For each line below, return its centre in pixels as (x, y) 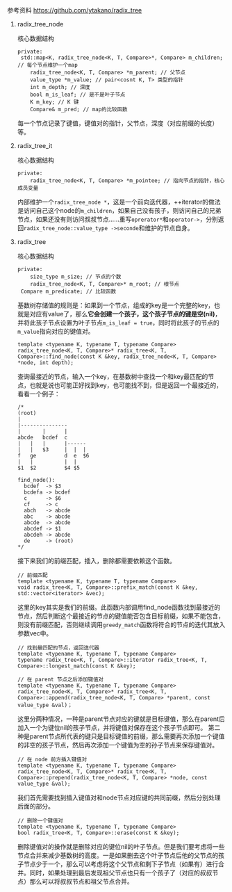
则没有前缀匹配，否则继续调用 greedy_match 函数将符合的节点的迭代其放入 (121, 625)
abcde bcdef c (42, 437)
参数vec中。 (35, 633)
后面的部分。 (35, 806)
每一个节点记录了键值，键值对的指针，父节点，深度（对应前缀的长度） (118, 123)
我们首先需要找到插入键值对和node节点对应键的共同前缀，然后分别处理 (119, 797)
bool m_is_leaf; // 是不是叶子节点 (78, 95)
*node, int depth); (45, 363)
